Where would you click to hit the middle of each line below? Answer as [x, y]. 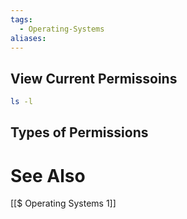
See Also [48, 175]
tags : [21, 19]
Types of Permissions [79, 132]
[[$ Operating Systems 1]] [63, 203]
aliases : [28, 38]
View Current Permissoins [94, 78]
